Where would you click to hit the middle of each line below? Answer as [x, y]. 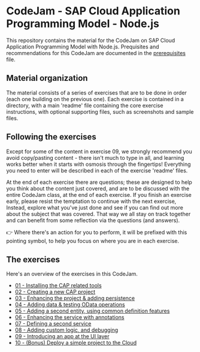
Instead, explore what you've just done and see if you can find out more [95, 207]
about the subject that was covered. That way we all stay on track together [99, 214]
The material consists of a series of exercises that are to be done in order [97, 92]
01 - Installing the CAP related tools [58, 286]
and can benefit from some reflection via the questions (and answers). [93, 220]
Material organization [47, 78]
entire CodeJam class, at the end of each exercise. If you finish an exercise [99, 195]
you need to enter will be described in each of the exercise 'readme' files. [97, 170]
